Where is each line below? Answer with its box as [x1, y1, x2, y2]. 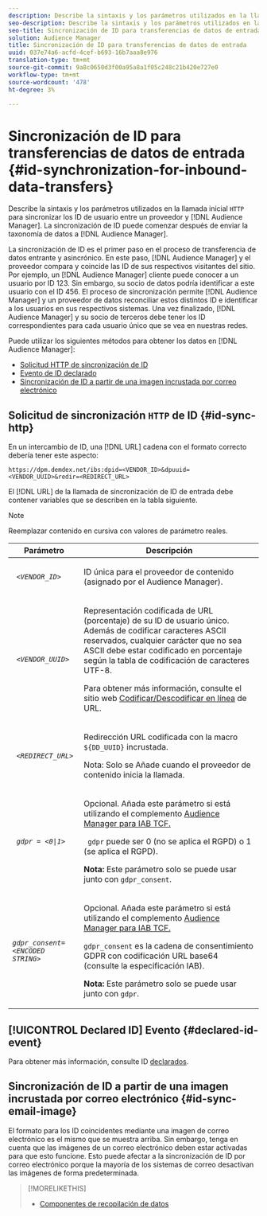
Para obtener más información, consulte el [83, 683, 242, 694]
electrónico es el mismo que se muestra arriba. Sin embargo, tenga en [8, 1134, 238, 1144]
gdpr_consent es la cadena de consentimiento [83, 941, 253, 952]
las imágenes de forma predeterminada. [8, 1167, 139, 1178]
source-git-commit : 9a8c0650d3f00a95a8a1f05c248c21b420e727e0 [8, 64, 219, 72]
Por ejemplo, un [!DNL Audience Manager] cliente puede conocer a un [8, 270, 239, 279]
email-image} [8, 1105, 77, 1118]
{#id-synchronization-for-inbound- [8, 161, 248, 179]
